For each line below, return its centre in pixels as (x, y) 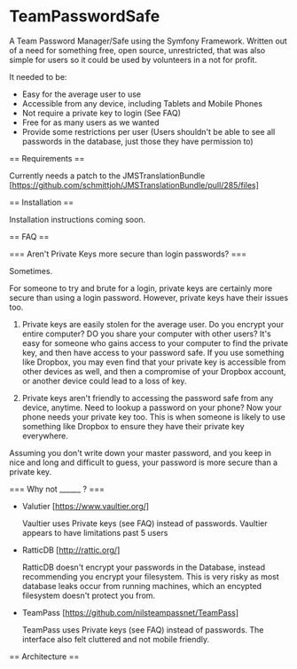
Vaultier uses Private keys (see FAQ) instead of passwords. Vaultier (145, 523)
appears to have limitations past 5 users (95, 532)
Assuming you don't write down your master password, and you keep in (141, 453)
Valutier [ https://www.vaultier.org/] (85, 506)
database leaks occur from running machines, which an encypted (142, 586)
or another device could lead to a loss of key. (104, 381)
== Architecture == (44, 656)
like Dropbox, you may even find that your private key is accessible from (154, 362)
